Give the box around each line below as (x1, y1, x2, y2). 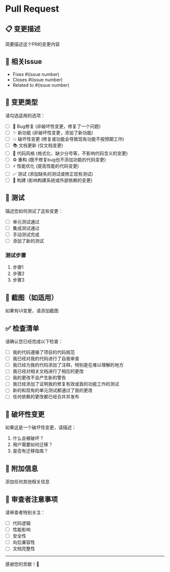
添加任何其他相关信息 (5, 479, 50, 485)
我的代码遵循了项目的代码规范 (12, 349, 75, 355)
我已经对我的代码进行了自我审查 (12, 356, 79, 362)
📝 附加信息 (5, 464, 38, 473)
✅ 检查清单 (5, 324, 39, 332)
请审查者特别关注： (5, 509, 46, 515)
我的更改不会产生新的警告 (12, 375, 66, 381)
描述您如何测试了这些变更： (5, 208, 63, 214)
